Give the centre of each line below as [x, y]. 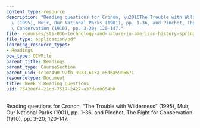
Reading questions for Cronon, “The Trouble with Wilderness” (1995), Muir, [98, 106]
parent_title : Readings [36, 61]
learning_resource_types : [38, 45]
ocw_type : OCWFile [29, 56]
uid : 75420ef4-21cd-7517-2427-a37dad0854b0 [61, 89]
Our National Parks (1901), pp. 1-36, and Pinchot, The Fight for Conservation [99, 112]
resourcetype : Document [36, 78]
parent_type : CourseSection [41, 67]
